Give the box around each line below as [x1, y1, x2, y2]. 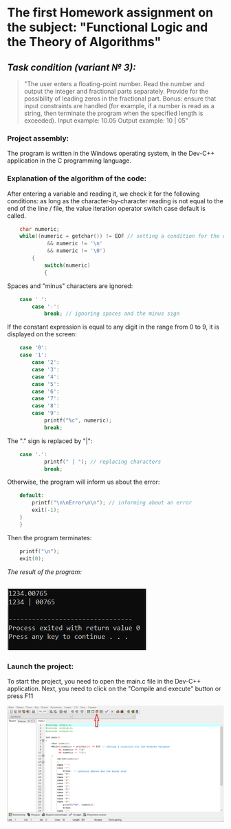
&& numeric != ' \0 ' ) [47, 247, 107, 254]
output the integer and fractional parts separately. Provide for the [23, 88, 209, 95]
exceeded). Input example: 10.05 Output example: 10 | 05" [23, 116, 189, 125]
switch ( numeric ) [43, 262, 91, 269]
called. [7, 212, 26, 220]
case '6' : [32, 388, 60, 395]
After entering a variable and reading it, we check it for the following [7, 190, 200, 198]
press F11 [7, 692, 34, 700]
